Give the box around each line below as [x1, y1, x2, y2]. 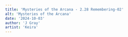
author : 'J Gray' [5, 20, 41, 25]
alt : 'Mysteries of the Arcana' [5, 12, 71, 16]
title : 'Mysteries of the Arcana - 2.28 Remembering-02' [5, 7, 124, 12]
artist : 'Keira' [5, 25, 38, 30]
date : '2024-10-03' [5, 16, 45, 21]
